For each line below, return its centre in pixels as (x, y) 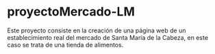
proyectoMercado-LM (71, 12)
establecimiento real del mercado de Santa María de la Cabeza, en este (108, 37)
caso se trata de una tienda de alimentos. (65, 45)
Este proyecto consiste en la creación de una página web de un (97, 30)
